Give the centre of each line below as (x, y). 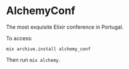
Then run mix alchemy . (33, 60)
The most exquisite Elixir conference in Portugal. (65, 27)
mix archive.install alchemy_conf (49, 49)
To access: (19, 38)
